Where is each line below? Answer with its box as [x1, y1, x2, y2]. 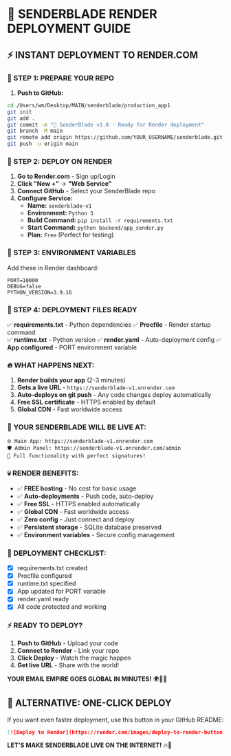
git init [7, 108, 32, 116]
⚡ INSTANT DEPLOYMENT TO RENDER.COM [7, 49, 198, 61]
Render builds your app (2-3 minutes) [16, 376, 126, 385]
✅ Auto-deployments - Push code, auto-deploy [16, 492, 154, 500]
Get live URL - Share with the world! [16, 660, 120, 669]
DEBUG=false [7, 283, 41, 290]
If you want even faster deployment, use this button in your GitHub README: [7, 715, 224, 724]
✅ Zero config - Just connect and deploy [16, 515, 135, 523]
